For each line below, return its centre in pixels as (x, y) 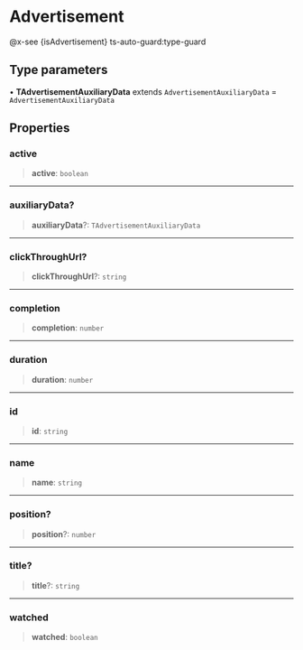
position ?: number (64, 534)
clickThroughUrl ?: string (79, 276)
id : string (50, 431)
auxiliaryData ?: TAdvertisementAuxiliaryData (116, 225)
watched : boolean (65, 637)
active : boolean (60, 173)
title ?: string (55, 585)
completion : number (68, 328)
